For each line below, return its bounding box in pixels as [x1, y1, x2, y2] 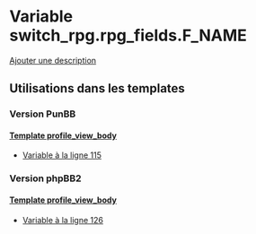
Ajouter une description [9, 55, 97, 65]
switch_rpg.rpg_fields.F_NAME [9, 25, 247, 46]
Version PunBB [9, 108, 76, 120]
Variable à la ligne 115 [22, 150, 102, 160]
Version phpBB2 [9, 172, 83, 185]
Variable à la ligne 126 [22, 214, 103, 225]
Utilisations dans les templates [9, 81, 186, 96]
